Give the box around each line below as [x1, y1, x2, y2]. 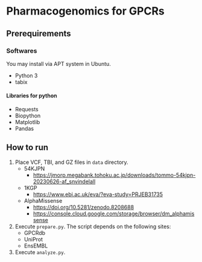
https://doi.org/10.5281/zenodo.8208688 [33, 203, 134, 211]
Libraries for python [6, 92, 57, 99]
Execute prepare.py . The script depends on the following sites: [14, 223, 171, 230]
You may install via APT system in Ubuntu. [6, 60, 112, 67]
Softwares [6, 47, 37, 55]
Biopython [14, 112, 41, 119]
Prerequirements [6, 28, 71, 39]
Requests [14, 106, 39, 113]
